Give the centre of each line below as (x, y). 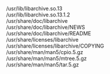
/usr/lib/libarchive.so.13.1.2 (38, 15)
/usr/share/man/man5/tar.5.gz (43, 65)
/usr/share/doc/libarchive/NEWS (46, 27)
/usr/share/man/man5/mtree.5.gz (46, 58)
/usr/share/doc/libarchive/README (49, 33)
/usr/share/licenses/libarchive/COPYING (55, 46)
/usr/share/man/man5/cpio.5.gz (45, 52)
